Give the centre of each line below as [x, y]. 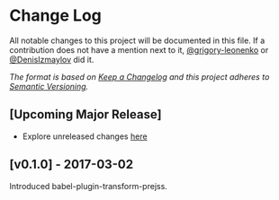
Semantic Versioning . [49, 86]
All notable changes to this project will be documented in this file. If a [137, 40]
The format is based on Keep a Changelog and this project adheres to [139, 76]
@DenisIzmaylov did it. [52, 59]
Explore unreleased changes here [85, 136]
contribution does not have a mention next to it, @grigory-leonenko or [139, 49]
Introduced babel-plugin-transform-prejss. [89, 186]
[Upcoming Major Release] [85, 114]
